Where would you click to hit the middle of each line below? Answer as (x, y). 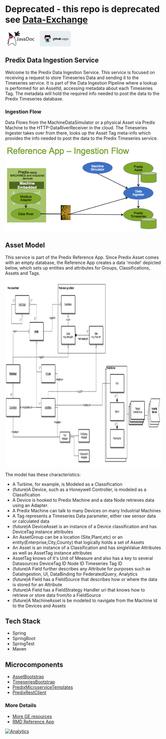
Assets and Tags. (23, 273)
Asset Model (25, 245)
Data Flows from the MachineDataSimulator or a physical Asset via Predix (80, 122)
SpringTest (23, 644)
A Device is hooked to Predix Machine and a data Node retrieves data (83, 500)
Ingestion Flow (23, 111)
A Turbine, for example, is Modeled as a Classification (67, 484)
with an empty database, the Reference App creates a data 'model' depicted (83, 263)
